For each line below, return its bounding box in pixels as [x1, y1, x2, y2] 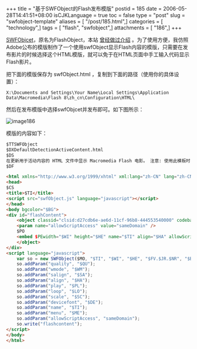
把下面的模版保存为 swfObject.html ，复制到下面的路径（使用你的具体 [6, 71, 174, 77]
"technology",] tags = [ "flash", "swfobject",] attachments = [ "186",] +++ [6, 24, 182, 31]
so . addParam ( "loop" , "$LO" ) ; [16, 288, 88, 294]
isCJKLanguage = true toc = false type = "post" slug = [53, 12, 186, 19]
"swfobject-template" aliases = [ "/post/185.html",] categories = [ [6, 18, 163, 25]
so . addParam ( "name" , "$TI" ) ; [16, 304, 88, 311]
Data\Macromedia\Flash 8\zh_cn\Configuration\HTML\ [6, 95, 135, 101]
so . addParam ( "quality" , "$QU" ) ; [16, 261, 96, 267]
